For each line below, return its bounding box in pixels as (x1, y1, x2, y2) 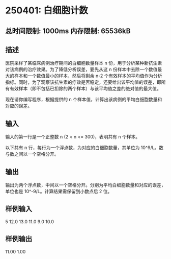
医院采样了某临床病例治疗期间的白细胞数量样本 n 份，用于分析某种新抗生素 (5, 60, 162, 66)
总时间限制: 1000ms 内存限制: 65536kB (5, 27, 131, 35)
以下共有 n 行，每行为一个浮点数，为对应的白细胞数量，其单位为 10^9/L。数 (5, 145, 164, 151)
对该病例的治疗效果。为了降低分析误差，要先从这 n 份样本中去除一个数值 (5, 66, 158, 73)
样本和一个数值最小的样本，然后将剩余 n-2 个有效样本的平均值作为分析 (14, 73, 162, 79)
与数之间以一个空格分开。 (5, 151, 59, 157)
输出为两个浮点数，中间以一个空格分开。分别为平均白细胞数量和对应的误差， (5, 182, 166, 188)
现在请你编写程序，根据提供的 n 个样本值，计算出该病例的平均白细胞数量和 (5, 97, 162, 103)
